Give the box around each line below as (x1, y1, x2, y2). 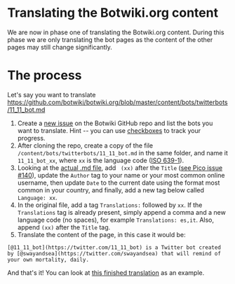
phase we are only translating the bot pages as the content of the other (7, 35, 213, 43)
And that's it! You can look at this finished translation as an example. (7, 268, 205, 277)
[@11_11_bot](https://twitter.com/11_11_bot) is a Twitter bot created (7, 243, 221, 251)
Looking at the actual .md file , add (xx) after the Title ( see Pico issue (17, 163, 223, 172)
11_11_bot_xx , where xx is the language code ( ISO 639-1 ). (17, 156, 184, 164)
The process (7, 68, 82, 83)
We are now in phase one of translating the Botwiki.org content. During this (7, 28, 224, 36)
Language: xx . (17, 193, 58, 201)
